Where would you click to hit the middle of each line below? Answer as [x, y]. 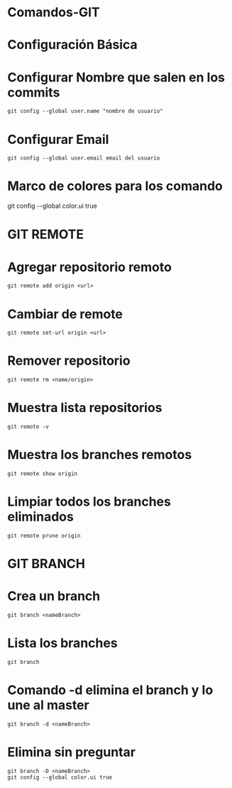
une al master [49, 705]
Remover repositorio [69, 361]
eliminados [41, 517]
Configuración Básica [73, 45]
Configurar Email [58, 139]
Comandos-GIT [54, 12]
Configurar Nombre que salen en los [116, 77]
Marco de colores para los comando [115, 186]
